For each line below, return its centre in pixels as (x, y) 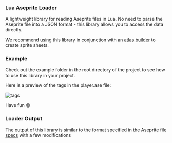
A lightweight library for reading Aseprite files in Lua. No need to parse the (84, 19)
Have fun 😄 (18, 105)
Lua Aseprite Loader (31, 8)
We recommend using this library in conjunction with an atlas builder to (80, 40)
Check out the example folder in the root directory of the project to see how (85, 70)
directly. (14, 30)
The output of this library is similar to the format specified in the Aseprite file (86, 130)
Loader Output (24, 118)
